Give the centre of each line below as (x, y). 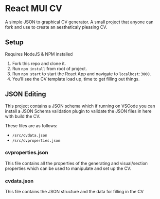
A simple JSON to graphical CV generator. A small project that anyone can (79, 22)
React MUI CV (34, 8)
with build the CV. (23, 116)
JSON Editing (26, 94)
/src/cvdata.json (30, 135)
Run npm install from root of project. (49, 68)
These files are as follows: (31, 125)
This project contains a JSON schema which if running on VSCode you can (80, 106)
